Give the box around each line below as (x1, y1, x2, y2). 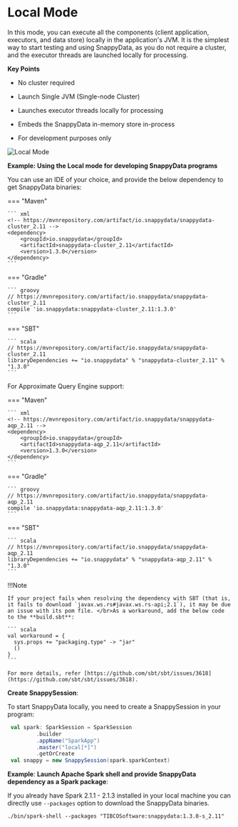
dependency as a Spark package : (7, 778, 108, 786)
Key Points (7, 64, 41, 73)
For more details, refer (7, 669, 81, 677)
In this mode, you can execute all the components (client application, (7, 28, 209, 36)
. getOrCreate (36, 751, 75, 758)
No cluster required (17, 78, 75, 86)
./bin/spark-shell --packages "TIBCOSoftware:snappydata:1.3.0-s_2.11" (7, 813, 224, 820)
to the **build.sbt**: (7, 613, 75, 621)
